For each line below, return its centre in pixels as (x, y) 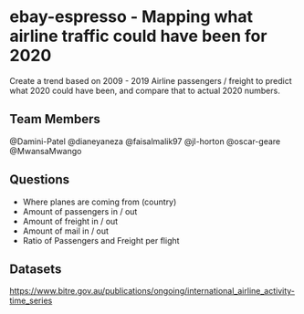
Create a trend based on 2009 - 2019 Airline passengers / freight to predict (151, 80)
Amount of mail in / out (66, 231)
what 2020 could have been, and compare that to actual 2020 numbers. (145, 90)
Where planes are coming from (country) (100, 202)
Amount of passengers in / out (80, 211)
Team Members (55, 119)
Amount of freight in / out (70, 221)
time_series (31, 301)
